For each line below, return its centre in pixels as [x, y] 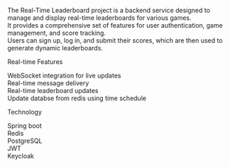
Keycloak [21, 156]
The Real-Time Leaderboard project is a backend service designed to [109, 10]
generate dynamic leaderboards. [55, 48]
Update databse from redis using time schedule [77, 98]
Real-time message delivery [48, 83]
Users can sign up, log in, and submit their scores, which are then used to [115, 41]
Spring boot [25, 126]
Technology [25, 112]
